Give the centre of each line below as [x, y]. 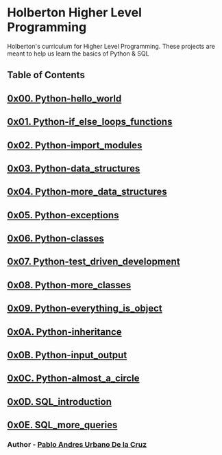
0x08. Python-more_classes [69, 285]
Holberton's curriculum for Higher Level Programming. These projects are [111, 46]
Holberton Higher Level [75, 13]
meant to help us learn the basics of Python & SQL [78, 54]
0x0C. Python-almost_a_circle [73, 378]
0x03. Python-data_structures [74, 168]
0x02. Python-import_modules [75, 145]
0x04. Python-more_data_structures [87, 192]
